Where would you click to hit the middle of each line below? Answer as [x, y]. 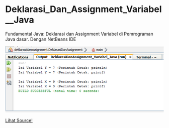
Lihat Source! [19, 120]
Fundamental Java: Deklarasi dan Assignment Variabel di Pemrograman [79, 34]
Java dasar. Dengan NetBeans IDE [41, 39]
